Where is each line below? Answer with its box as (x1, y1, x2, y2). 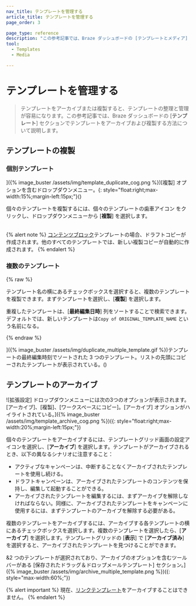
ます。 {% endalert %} (21, 246, 75, 253)
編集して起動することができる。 (30, 485, 107, 492)
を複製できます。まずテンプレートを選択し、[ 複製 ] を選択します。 (6, 295, 164, 302)
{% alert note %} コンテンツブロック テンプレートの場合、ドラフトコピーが (6, 231, 186, 238)
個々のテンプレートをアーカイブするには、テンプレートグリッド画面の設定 (6, 436, 185, 443)
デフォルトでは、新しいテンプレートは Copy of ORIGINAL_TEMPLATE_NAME (6, 315, 177, 322)
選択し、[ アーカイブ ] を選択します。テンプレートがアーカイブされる (26, 443, 190, 450)
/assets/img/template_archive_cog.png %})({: (6, 418, 116, 425)
